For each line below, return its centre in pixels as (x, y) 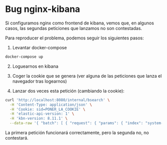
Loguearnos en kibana (35, 66)
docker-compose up (24, 57)
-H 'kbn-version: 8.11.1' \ (39, 119)
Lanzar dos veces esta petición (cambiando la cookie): (68, 91)
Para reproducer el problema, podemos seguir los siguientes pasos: (75, 38)
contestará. (17, 138)
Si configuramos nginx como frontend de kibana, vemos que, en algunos (80, 23)
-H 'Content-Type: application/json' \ (51, 105)
